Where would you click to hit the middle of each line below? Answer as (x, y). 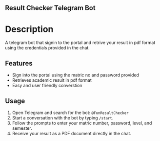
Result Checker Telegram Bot (50, 8)
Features (19, 63)
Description (29, 29)
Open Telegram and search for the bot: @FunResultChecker (70, 113)
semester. (22, 128)
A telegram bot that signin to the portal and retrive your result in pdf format (80, 43)
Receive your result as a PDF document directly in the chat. (72, 133)
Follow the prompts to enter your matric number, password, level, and (82, 123)
